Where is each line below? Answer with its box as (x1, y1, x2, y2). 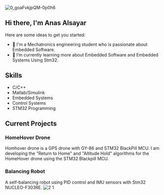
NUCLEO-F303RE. (5, 184, 43, 190)
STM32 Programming (12, 105, 56, 111)
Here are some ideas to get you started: (5, 32, 86, 38)
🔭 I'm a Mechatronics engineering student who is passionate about (12, 41, 148, 47)
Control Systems (12, 100, 46, 106)
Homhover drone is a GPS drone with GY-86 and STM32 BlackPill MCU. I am (5, 145, 160, 151)
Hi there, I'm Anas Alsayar (5, 19, 87, 27)
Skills (5, 71, 22, 80)
